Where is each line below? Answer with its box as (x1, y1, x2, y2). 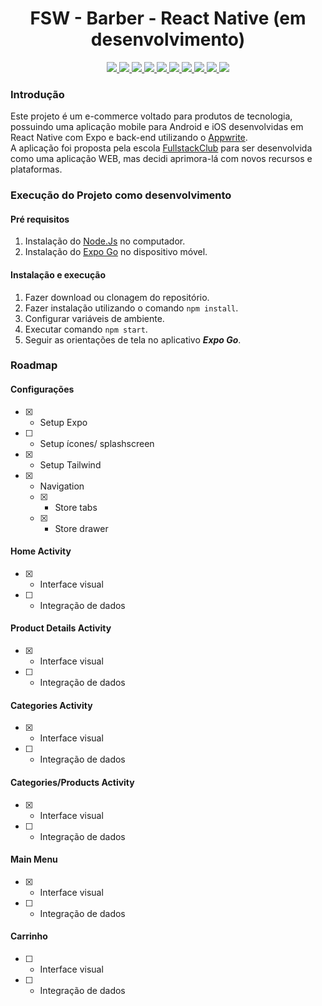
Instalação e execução (10, 268, 107, 281)
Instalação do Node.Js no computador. (24, 235, 186, 247)
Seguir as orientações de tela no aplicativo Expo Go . (24, 333, 242, 346)
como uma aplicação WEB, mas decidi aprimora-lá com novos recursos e (10, 153, 313, 165)
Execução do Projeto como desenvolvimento (10, 188, 232, 202)
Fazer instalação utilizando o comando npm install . (24, 302, 239, 314)
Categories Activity (10, 699, 93, 711)
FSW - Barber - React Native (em (29, 7, 307, 30)
